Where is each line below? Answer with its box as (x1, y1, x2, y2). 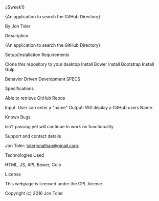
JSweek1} (5, 4, 25, 10)
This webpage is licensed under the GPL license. (5, 181, 104, 186)
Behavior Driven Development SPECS (5, 76, 81, 82)
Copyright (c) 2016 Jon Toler (5, 190, 63, 196)
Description (5, 33, 28, 38)
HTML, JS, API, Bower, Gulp (5, 162, 61, 168)
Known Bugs (5, 114, 31, 120)
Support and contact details (5, 133, 61, 139)
